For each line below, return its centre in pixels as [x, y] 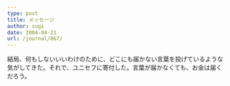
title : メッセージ [31, 20]
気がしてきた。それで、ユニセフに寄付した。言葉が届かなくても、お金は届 [112, 68]
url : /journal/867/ [35, 39]
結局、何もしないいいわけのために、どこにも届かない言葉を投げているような [115, 59]
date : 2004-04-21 [32, 32]
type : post [23, 13]
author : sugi [26, 26]
